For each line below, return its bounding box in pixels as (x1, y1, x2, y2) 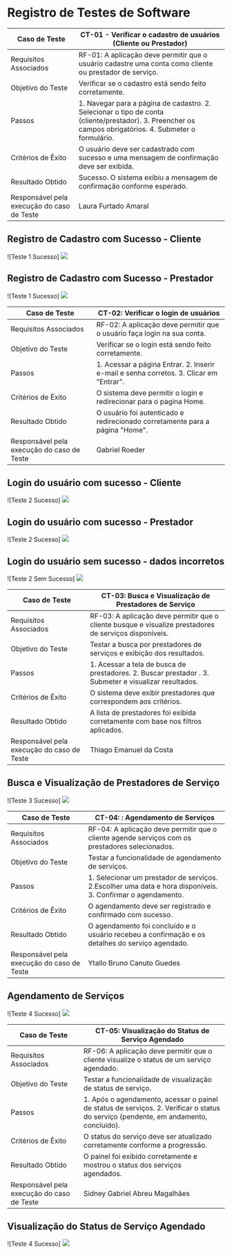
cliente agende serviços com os (88, 833, 192, 842)
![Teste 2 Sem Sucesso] (7, 575, 75, 583)
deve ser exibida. (78, 161, 135, 171)
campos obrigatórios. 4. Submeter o (78, 124, 195, 134)
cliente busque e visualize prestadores (89, 620, 215, 629)
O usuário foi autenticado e (96, 407, 184, 417)
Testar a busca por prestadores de (89, 640, 202, 649)
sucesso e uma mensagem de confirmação (78, 153, 219, 162)
